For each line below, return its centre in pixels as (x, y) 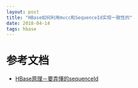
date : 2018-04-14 (28, 23)
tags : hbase (21, 29)
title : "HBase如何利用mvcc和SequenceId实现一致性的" (69, 18)
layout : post (23, 12)
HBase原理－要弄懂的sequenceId (57, 79)
